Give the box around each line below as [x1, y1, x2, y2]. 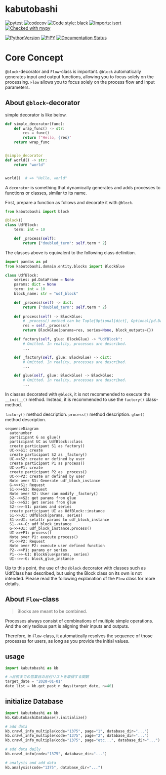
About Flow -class [5, 595, 59, 604]
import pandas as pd [5, 259, 48, 264]
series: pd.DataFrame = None [14, 277, 74, 282]
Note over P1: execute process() [9, 534, 79, 540]
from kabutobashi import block [5, 209, 70, 214]
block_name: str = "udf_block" [14, 291, 79, 296]
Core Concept [5, 52, 64, 63]
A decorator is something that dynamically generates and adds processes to [5, 184, 161, 190]
